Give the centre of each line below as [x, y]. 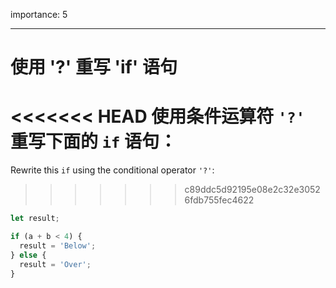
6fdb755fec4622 [219, 200]
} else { [28, 255]
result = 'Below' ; [58, 245]
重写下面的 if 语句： [93, 141]
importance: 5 [39, 14]
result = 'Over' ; [55, 264]
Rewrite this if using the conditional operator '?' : [112, 170]
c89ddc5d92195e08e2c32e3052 [252, 190]
